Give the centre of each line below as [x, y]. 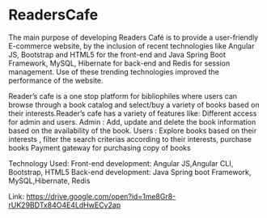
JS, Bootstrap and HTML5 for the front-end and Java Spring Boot [117, 54]
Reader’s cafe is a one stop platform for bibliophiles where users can [123, 96]
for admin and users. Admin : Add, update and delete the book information [132, 122]
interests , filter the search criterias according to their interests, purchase [130, 139]
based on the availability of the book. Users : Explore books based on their [133, 130]
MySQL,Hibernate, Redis [49, 181]
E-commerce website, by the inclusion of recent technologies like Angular [131, 45]
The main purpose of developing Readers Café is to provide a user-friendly [133, 37]
